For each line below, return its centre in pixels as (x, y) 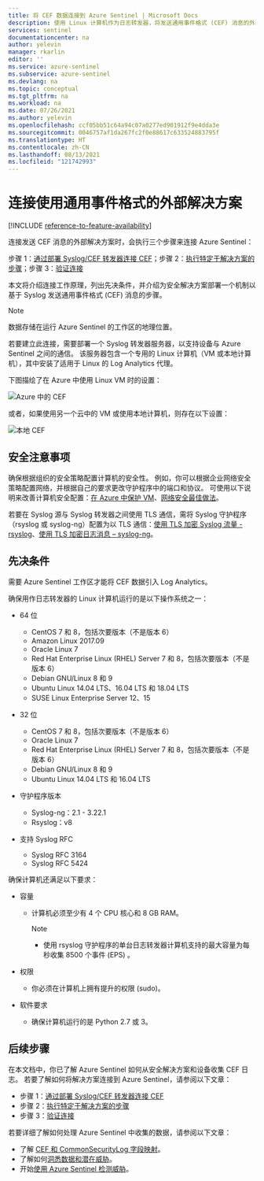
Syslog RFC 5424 (60, 863)
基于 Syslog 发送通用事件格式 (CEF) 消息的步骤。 (87, 295)
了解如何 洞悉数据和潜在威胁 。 (68, 1159)
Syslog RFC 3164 (59, 854)
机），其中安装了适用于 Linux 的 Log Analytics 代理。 (93, 364)
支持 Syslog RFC (46, 839)
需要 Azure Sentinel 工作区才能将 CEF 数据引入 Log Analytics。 (110, 581)
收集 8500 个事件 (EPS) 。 (92, 954)
